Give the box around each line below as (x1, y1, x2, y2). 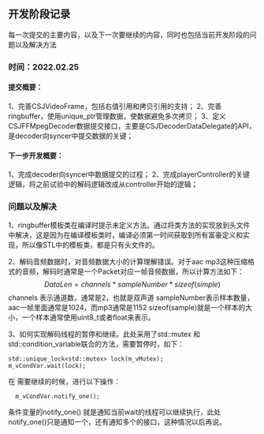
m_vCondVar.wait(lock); (8, 362, 87, 370)
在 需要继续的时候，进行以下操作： (8, 377, 121, 387)
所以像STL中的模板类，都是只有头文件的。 (21, 240, 159, 250)
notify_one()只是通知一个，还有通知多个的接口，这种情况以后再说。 (8, 417, 227, 427)
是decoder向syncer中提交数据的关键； (8, 131, 134, 140)
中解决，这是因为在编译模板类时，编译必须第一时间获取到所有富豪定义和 (8, 230, 243, 240)
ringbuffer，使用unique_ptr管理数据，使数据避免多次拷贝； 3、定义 (8, 111, 227, 121)
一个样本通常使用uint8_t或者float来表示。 (21, 312, 155, 322)
